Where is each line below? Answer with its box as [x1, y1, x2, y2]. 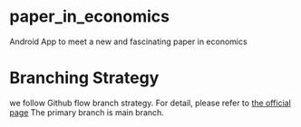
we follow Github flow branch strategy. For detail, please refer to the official [9, 97, 292, 108]
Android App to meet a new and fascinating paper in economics [9, 36, 248, 47]
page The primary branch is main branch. [9, 106, 165, 118]
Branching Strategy [9, 68, 160, 88]
